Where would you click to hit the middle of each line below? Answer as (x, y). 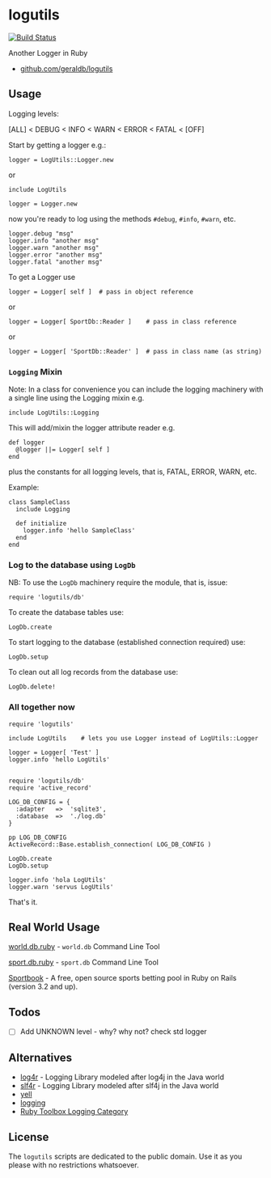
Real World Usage (54, 928)
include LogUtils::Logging (54, 413)
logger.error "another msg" (56, 255)
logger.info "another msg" (54, 240)
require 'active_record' (50, 788)
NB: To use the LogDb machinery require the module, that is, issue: (118, 583)
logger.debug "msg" (41, 233)
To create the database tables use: (66, 612)
